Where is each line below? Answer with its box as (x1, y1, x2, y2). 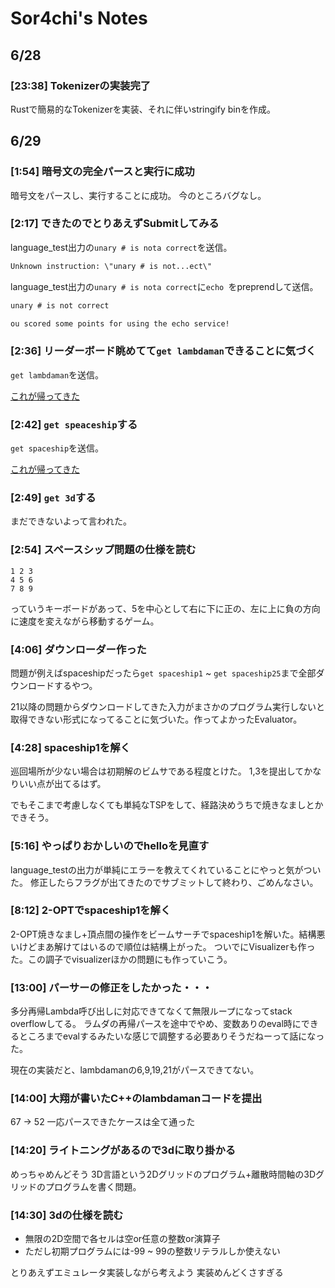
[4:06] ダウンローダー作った (10, 642, 147, 656)
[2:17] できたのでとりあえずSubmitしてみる (10, 217, 220, 231)
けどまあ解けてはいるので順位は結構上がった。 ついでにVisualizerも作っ (18, 940, 316, 952)
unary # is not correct (10, 300, 110, 311)
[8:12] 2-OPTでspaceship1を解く (10, 903, 172, 917)
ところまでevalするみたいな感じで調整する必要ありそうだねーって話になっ (18, 1030, 325, 1042)
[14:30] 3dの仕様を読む (10, 1208, 124, 1222)
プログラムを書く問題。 (44, 1180, 142, 1192)
